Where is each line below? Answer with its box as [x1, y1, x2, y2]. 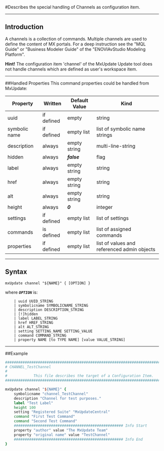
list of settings [96, 215, 129, 222]
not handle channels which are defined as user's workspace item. [5, 66, 138, 72]
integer [96, 203, 113, 210]
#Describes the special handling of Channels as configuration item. [5, 4, 141, 10]
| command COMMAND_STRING [14, 333, 67, 338]
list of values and [96, 240, 136, 247]
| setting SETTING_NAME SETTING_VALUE [14, 329, 93, 334]
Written [43, 100, 62, 107]
